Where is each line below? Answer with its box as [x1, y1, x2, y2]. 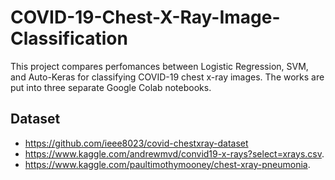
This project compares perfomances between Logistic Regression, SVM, [10, 60, 309, 72]
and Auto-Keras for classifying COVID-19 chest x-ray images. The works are [10, 71, 325, 83]
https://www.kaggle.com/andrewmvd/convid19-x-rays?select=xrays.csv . [24, 147, 325, 160]
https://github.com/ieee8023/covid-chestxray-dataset [24, 137, 249, 149]
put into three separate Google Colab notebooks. [10, 81, 212, 93]
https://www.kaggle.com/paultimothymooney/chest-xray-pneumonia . [24, 158, 311, 170]
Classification [10, 27, 128, 50]
